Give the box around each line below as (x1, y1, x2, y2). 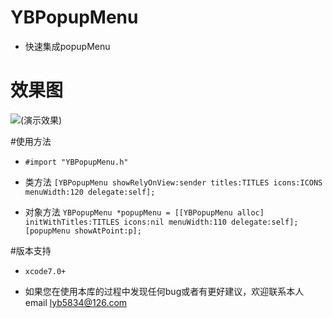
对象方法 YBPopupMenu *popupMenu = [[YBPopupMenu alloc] (24, 206, 265, 218)
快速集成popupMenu (24, 40, 111, 52)
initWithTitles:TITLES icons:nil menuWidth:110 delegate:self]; (24, 217, 299, 227)
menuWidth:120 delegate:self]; (24, 187, 156, 197)
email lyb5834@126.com (24, 296, 128, 308)
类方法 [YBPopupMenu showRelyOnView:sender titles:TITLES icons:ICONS (24, 176, 323, 188)
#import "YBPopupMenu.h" (24, 157, 129, 167)
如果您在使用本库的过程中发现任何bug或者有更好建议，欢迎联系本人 (24, 285, 305, 297)
